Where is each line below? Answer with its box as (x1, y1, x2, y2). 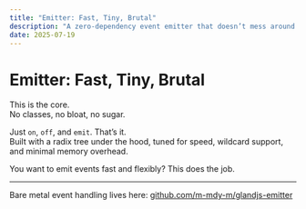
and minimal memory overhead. (9, 146, 129, 157)
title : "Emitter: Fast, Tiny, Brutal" (9, 13, 157, 23)
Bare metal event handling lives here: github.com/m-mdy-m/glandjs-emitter (9, 190, 293, 201)
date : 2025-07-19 (9, 30, 76, 39)
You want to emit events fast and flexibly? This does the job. (9, 164, 235, 174)
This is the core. (9, 99, 70, 110)
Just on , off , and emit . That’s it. (9, 126, 127, 137)
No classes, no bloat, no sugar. (9, 109, 126, 120)
